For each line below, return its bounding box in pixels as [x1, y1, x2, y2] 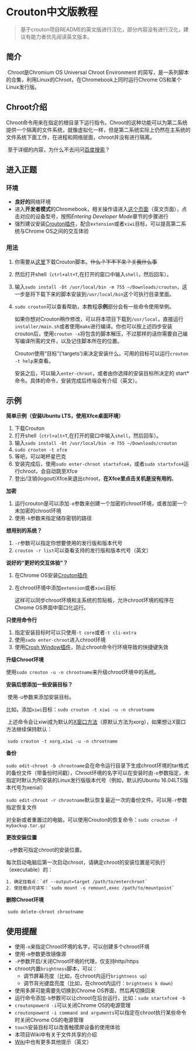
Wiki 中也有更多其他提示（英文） [14, 1039, 92, 1046]
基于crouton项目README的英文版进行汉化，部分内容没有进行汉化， [20, 26, 184, 33]
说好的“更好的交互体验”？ [6, 560, 68, 567]
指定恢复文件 [6, 804, 37, 811]
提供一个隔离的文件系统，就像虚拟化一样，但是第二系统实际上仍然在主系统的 [6, 126, 191, 133]
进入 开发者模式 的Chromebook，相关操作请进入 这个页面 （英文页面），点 [14, 206, 187, 213]
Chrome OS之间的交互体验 [25, 228, 89, 235]
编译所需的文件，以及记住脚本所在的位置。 [19, 337, 123, 344]
